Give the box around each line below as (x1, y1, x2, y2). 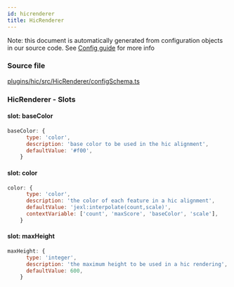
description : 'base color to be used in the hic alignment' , (25, 140, 209, 147)
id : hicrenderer (7, 10, 55, 18)
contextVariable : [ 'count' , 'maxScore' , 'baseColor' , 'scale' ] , (25, 211, 219, 218)
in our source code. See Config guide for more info (7, 44, 155, 52)
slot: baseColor (7, 112, 53, 120)
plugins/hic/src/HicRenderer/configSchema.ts (7, 76, 141, 85)
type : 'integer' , (25, 254, 77, 261)
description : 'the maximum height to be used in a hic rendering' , (25, 260, 228, 267)
